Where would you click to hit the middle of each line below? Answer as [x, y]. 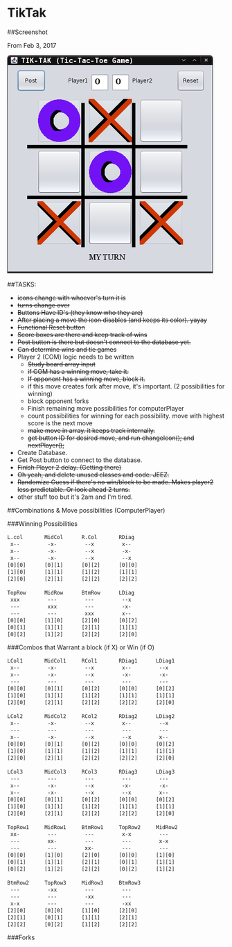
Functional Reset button [51, 327]
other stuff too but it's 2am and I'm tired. [75, 497]
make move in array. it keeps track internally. [91, 430]
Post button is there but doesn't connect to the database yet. [104, 342]
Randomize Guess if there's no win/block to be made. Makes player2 [115, 482]
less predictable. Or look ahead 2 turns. [73, 489]
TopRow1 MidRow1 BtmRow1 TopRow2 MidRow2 [92, 827]
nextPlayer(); [46, 445]
